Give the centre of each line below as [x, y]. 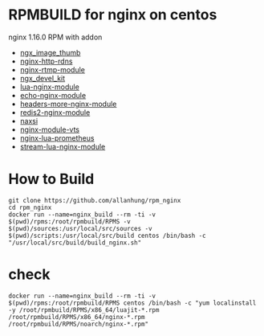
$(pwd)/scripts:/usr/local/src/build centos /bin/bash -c [107, 236]
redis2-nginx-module [55, 112]
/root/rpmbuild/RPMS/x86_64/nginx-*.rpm [77, 317]
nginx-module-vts [50, 129]
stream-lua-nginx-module [63, 146]
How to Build [51, 179]
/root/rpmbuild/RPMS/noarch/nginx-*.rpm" [79, 324]
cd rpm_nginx [30, 207]
